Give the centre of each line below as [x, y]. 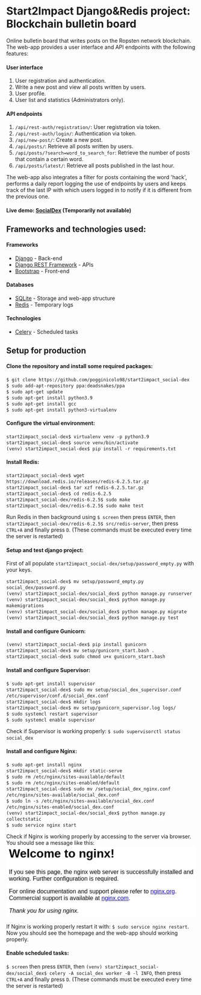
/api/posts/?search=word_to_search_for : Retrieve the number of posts [102, 153]
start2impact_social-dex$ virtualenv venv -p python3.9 [78, 437]
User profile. [30, 94]
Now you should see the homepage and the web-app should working [92, 933]
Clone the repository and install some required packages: [80, 366]
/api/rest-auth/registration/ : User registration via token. [88, 127]
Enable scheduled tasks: [38, 953]
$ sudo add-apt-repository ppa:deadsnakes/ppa [66, 386]
